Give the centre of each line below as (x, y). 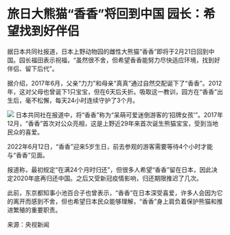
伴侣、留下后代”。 (33, 69)
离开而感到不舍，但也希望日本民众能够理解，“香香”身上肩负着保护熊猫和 (115, 201)
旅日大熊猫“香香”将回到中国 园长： (105, 14)
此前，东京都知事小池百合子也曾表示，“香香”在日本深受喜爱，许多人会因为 (112, 193)
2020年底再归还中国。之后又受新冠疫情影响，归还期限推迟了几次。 (107, 178)
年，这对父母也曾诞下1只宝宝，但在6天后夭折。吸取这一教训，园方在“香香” (112, 91)
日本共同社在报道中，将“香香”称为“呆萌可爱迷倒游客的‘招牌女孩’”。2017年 (119, 114)
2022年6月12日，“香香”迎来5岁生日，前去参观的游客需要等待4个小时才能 (110, 146)
